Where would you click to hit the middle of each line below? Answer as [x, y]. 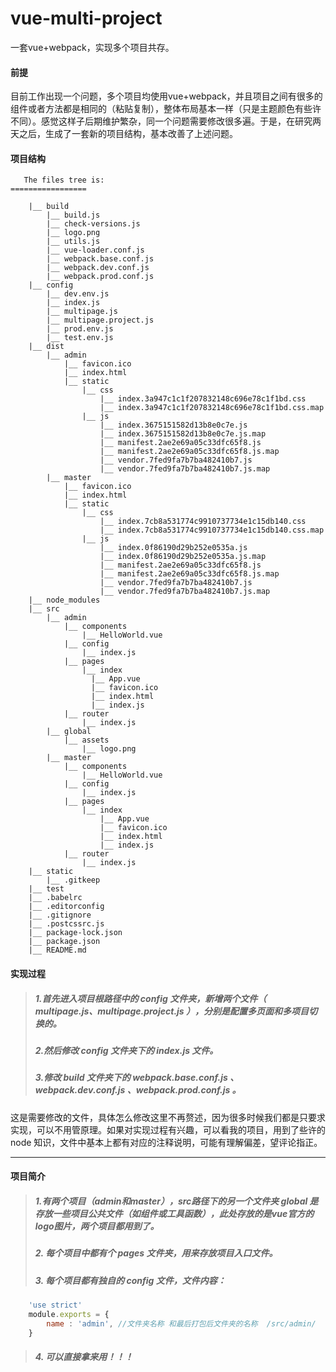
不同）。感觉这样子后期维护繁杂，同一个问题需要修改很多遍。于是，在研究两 [166, 121]
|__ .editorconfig [66, 907]
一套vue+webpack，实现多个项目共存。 [92, 47]
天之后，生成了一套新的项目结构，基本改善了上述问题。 [124, 134]
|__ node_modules [64, 600]
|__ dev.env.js [78, 294]
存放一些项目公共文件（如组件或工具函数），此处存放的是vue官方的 [174, 1213]
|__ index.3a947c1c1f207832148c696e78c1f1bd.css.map [212, 408]
